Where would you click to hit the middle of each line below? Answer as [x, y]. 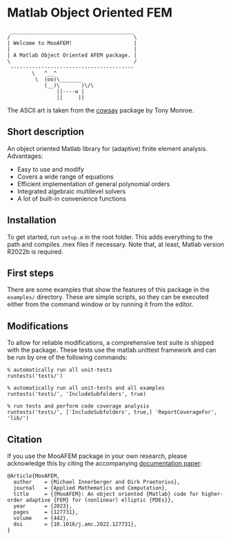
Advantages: [25, 156]
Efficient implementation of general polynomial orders [93, 183]
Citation [25, 439]
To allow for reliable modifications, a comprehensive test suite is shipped [111, 343]
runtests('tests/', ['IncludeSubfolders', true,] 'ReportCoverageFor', [112, 412]
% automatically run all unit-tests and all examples [86, 388]
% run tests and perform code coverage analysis [78, 406]
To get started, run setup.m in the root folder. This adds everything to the [110, 237]
